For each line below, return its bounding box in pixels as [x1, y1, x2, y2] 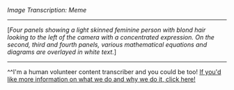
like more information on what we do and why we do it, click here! [7, 75, 196, 83]
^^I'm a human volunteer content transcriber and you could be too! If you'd [7, 68, 221, 75]
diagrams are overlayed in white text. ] [7, 48, 117, 56]
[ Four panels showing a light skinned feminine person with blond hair [7, 26, 206, 34]
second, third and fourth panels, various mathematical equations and [7, 41, 208, 48]
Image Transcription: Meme [7, 6, 87, 14]
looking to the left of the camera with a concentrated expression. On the [7, 33, 214, 41]
